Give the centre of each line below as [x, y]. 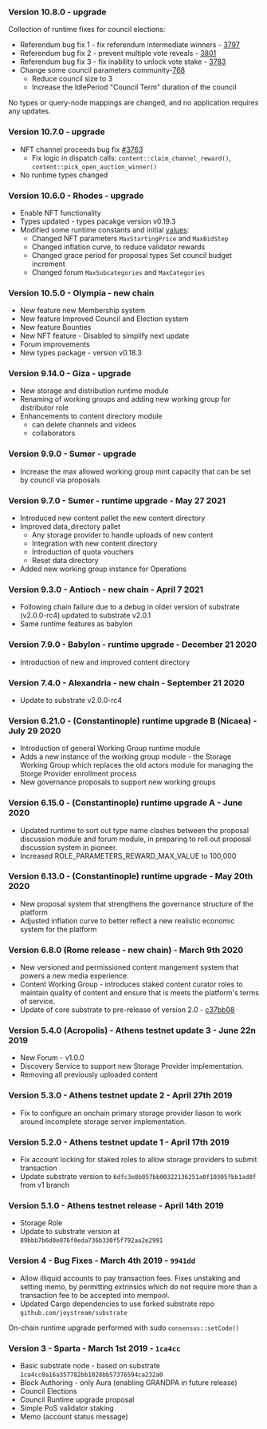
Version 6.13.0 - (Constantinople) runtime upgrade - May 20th [131, 876]
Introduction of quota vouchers [82, 552]
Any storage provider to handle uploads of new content [122, 535]
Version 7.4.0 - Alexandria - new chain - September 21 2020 [127, 683]
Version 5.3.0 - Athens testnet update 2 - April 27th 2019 [120, 1095]
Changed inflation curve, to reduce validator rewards [118, 247]
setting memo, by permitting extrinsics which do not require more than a [138, 1286]
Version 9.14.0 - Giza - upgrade [70, 374]
